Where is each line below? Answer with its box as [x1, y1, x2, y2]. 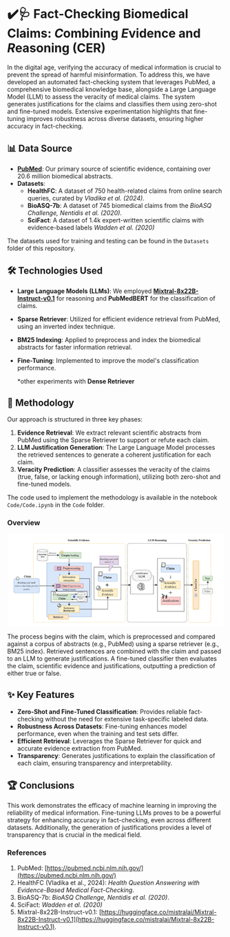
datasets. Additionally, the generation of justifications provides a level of [7, 824, 212, 832]
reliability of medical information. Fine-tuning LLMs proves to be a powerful [7, 808, 221, 817]
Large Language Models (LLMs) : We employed [17, 287, 152, 295]
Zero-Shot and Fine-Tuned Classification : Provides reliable [17, 707, 187, 716]
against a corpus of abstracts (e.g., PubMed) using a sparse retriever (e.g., [7, 639, 220, 647]
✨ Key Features [7, 689, 74, 701]
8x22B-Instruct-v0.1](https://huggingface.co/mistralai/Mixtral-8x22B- [17, 915, 215, 923]
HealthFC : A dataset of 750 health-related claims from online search [27, 187, 222, 195]
